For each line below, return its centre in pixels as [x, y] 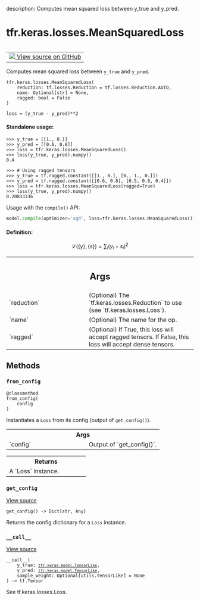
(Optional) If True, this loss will [131, 330]
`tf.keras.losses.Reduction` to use [135, 303]
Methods [23, 365]
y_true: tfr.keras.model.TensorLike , [58, 565]
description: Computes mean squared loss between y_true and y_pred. [93, 9]
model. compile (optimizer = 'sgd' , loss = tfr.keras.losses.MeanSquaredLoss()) [101, 219]
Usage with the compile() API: [43, 208]
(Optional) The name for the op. [133, 320]
